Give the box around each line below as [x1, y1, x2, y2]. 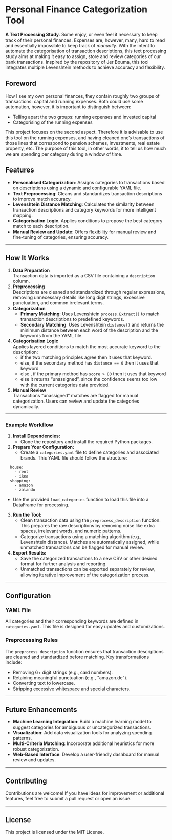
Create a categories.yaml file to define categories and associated [20, 449, 159, 455]
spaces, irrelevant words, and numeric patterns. [20, 528, 122, 534]
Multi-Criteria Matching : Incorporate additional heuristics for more [12, 740, 155, 747]
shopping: [10, 478, 31, 483]
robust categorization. [12, 746, 60, 752]
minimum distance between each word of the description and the [20, 327, 158, 333]
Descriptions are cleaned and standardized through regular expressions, [12, 289, 166, 295]
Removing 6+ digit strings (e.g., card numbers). [12, 669, 113, 675]
